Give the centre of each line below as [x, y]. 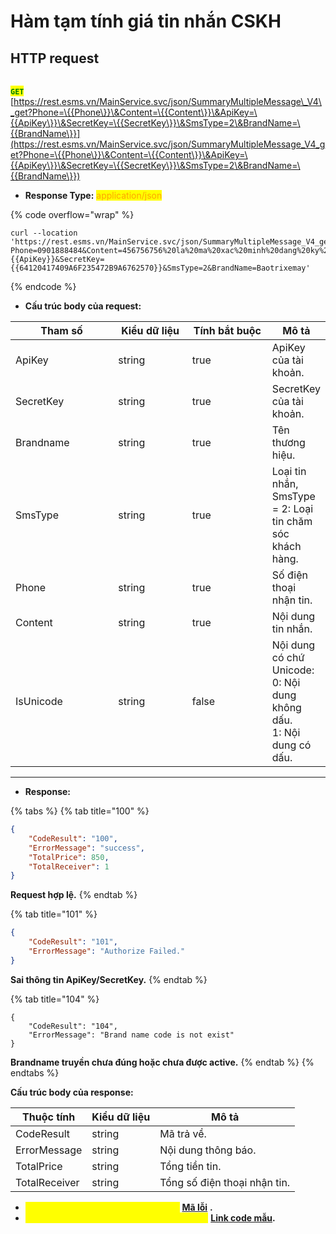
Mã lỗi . [197, 1207]
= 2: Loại [292, 508]
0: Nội [286, 682]
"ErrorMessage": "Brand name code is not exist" [131, 1035]
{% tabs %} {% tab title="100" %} [80, 811]
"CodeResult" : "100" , [73, 838]
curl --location [44, 233]
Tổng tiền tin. [190, 1166]
